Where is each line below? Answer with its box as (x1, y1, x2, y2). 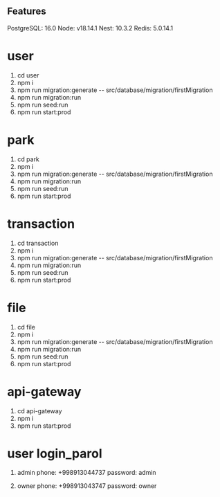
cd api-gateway (17, 406, 62, 415)
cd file (17, 323, 36, 331)
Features (7, 6, 46, 17)
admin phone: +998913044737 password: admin (17, 469, 157, 477)
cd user (17, 71, 39, 79)
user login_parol (7, 446, 102, 461)
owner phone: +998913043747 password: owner (17, 482, 157, 490)
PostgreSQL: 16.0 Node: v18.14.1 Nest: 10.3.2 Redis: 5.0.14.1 (7, 24, 174, 32)
